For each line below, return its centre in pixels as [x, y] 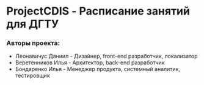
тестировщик [32, 76]
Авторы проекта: [33, 43]
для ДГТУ [33, 24]
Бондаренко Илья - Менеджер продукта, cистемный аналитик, [98, 69]
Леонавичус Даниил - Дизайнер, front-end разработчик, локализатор [106, 56]
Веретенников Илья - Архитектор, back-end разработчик [90, 63]
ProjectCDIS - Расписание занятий [98, 11]
